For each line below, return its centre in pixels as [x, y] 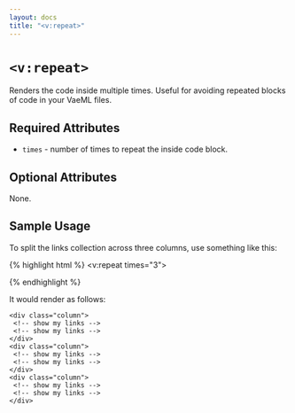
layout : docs [33, 17]
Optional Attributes [63, 177]
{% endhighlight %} [45, 282]
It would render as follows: [58, 299]
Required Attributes [65, 128]
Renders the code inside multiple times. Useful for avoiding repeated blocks [147, 90]
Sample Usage [50, 226]
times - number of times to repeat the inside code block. [125, 149]
